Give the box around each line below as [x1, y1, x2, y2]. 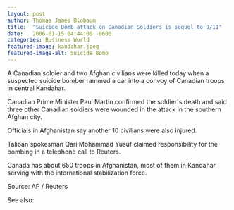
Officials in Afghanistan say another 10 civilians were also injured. [7, 126, 197, 135]
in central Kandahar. [7, 84, 66, 92]
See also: [7, 195, 35, 204]
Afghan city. [7, 112, 42, 121]
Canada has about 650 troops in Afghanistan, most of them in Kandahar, [7, 161, 217, 169]
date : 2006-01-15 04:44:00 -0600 [7, 30, 112, 37]
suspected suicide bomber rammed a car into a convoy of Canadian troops [7, 76, 225, 85]
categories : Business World [7, 37, 90, 44]
